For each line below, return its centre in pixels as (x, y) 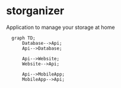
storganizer (35, 11)
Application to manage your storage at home (60, 27)
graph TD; (23, 38)
